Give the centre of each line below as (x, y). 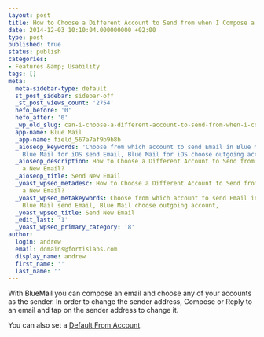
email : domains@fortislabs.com (66, 249)
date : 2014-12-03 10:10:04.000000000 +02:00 (82, 30)
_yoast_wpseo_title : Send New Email (75, 213)
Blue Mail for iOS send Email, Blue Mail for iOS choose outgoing (133, 154)
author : (21, 235)
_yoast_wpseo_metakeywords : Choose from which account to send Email (131, 198)
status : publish (35, 52)
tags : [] (22, 74)
